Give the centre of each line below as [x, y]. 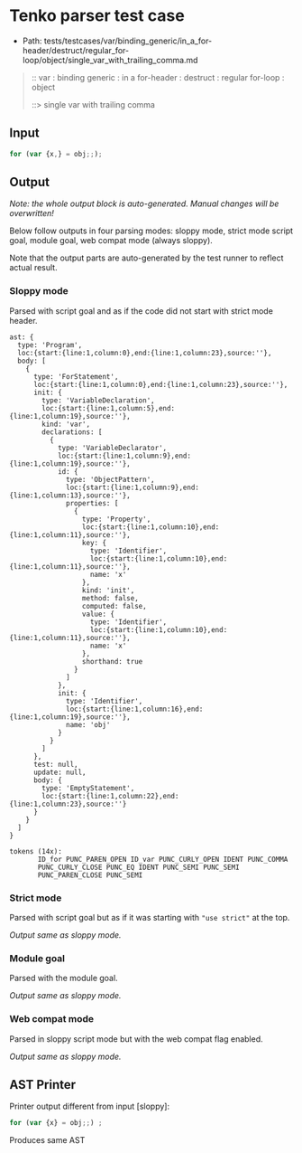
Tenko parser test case [97, 16]
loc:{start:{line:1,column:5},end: [109, 408]
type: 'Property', [116, 519]
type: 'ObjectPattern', [110, 479]
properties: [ [92, 503]
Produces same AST [47, 1140]
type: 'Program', [50, 345]
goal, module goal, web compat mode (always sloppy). [111, 241]
